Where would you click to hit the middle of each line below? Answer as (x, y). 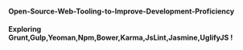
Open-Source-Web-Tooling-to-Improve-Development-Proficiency (121, 11)
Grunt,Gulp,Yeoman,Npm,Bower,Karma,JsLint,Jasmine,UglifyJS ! (121, 38)
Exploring (25, 29)
